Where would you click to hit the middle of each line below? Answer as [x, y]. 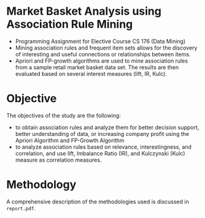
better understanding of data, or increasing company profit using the [102, 133]
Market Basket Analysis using [84, 11]
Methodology [41, 185]
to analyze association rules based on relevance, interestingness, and [103, 147]
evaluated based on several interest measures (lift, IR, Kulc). [91, 73]
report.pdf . [21, 208]
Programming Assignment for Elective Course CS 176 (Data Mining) [100, 41]
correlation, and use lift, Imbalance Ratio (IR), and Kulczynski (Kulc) [100, 153]
